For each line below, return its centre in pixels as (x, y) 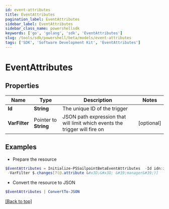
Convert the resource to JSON (44, 183)
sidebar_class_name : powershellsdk (43, 29)
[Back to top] (19, 201)
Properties (22, 86)
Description (98, 100)
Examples (21, 147)
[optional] (150, 123)
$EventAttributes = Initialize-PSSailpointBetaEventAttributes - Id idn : (84, 168)
